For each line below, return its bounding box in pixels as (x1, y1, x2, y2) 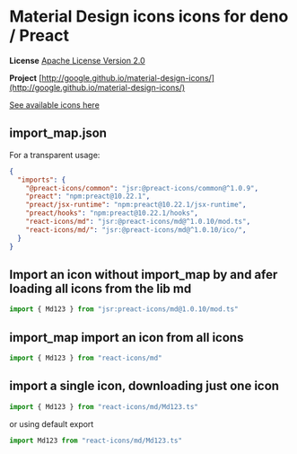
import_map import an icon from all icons (9, 330, 244, 345)
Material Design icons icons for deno (9, 6, 289, 27)
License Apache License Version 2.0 (9, 55, 145, 66)
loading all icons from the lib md (9, 280, 192, 296)
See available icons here (9, 99, 100, 110)
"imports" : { (17, 175, 66, 184)
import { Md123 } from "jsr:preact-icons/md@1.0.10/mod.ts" (9, 305, 240, 314)
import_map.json (9, 126, 108, 141)
